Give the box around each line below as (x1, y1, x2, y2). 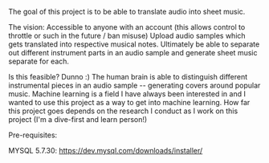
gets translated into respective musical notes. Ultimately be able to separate (8, 39, 260, 49)
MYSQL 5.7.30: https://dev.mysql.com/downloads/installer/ (8, 146, 203, 155)
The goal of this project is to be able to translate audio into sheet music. (8, 7, 246, 16)
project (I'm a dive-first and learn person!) (8, 115, 148, 124)
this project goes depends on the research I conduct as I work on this (8, 106, 238, 116)
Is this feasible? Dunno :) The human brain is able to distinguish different (8, 72, 247, 81)
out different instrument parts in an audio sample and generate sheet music (8, 48, 258, 57)
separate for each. (8, 56, 70, 66)
